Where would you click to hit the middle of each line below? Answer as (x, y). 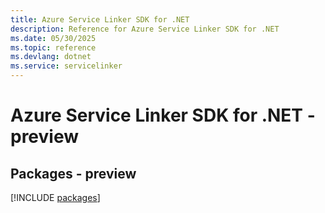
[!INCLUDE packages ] (55, 197)
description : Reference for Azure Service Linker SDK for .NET (145, 29)
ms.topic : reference (53, 47)
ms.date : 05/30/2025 (53, 38)
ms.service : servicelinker (66, 66)
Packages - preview (73, 173)
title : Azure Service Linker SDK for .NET (100, 19)
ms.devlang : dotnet (51, 57)
